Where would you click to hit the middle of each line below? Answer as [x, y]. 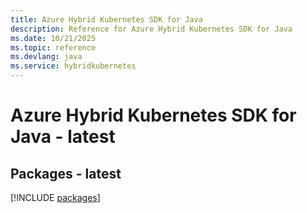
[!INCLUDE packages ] [55, 197]
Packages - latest [66, 173]
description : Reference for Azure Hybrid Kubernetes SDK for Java [151, 29]
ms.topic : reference [53, 47]
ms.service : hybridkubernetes [73, 66]
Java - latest [63, 137]
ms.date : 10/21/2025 [53, 38]
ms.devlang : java [46, 57]
